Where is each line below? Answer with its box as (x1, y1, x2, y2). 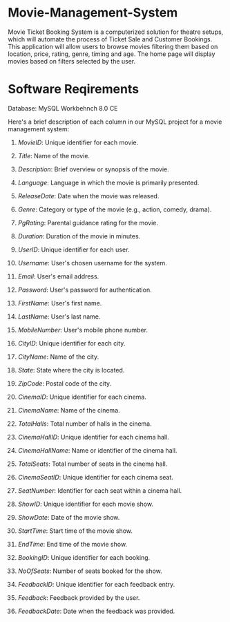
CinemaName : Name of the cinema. (17, 406, 120, 414)
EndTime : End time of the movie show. (17, 540, 127, 548)
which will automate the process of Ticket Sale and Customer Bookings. (8, 35, 213, 43)
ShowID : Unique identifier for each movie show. (17, 500, 154, 508)
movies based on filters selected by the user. (8, 57, 136, 65)
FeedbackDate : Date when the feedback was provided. (17, 607, 175, 615)
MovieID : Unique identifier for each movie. (17, 138, 139, 147)
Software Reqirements (8, 82, 140, 97)
